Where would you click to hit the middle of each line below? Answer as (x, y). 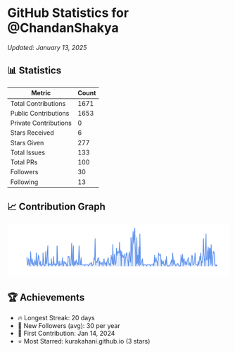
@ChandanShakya (63, 28)
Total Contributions (38, 103)
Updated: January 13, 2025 (47, 47)
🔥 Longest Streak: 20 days (56, 318)
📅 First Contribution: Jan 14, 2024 (66, 334)
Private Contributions (41, 123)
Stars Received (32, 133)
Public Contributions (40, 113)
